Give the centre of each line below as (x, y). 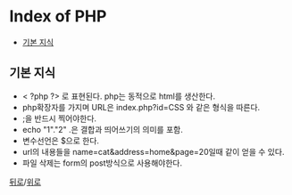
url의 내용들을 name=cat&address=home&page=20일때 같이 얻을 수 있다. (153, 151)
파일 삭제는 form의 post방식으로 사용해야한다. (102, 163)
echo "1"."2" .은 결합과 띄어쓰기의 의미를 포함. (102, 129)
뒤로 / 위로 (25, 182)
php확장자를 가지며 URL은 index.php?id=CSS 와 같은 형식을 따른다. (141, 107)
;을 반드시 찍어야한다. (59, 118)
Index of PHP (58, 16)
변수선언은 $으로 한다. (61, 141)
